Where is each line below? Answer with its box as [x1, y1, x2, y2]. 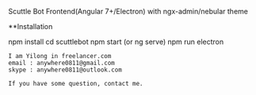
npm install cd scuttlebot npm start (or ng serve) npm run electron [8, 37, 224, 46]
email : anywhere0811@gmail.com [8, 59, 115, 67]
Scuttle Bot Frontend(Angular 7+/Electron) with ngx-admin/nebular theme [8, 7, 248, 16]
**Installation [8, 22, 53, 31]
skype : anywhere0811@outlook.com [8, 66, 123, 74]
